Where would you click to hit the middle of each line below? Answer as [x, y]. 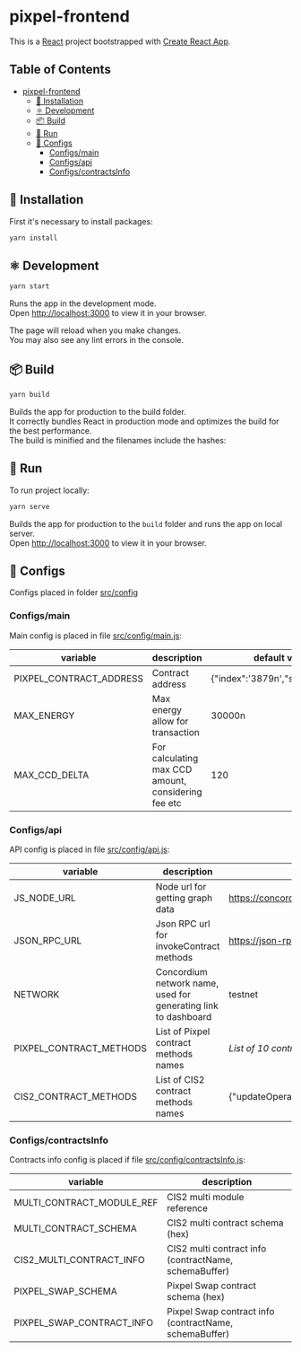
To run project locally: [49, 490]
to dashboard [184, 1016]
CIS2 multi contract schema [225, 1223]
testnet [243, 994]
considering [177, 792]
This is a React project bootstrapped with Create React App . [120, 41]
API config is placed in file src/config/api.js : [90, 849]
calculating [175, 758]
